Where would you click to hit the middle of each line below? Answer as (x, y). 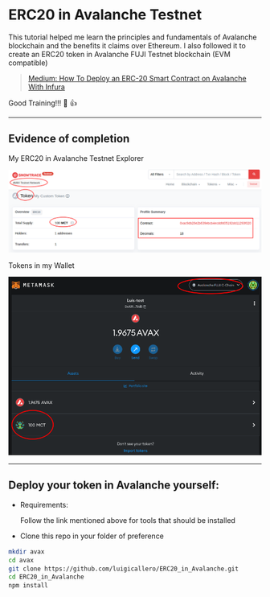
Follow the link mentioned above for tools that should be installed (127, 520)
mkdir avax (27, 552)
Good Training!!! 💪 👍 (43, 103)
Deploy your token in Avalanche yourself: (114, 486)
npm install (28, 586)
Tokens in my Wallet (41, 265)
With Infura (47, 87)
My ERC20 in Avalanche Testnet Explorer (76, 158)
